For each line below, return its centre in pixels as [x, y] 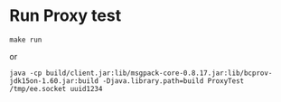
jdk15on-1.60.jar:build [54, 81]
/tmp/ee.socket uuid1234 [56, 88]
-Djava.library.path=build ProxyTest [173, 81]
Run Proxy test [66, 16]
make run [26, 40]
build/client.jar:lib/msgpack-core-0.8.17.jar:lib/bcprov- [159, 73]
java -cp [26, 73]
